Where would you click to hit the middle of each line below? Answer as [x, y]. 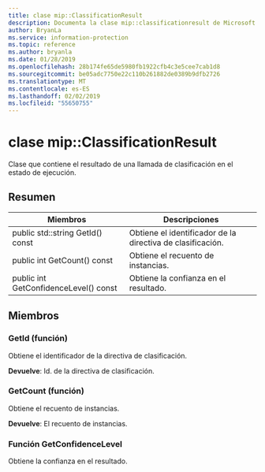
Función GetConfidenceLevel [65, 444]
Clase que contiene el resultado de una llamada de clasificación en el [121, 164]
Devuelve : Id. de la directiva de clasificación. [82, 370]
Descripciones [191, 219]
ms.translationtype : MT [47, 81]
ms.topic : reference [42, 45]
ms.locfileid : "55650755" [50, 103]
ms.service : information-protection [68, 37]
